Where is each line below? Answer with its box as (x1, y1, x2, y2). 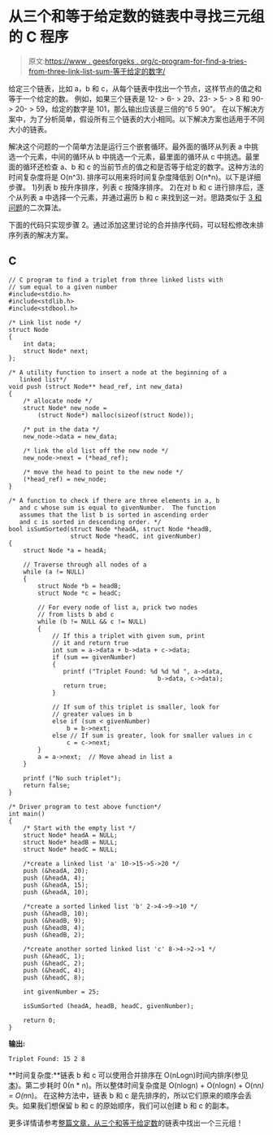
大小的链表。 (8, 124, 51, 134)
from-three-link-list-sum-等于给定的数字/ (28, 66, 166, 76)
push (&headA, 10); (23, 888, 89, 896)
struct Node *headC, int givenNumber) (70, 532, 201, 540)
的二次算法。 (23, 203, 66, 212)
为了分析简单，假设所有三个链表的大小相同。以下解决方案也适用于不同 (29, 114, 265, 124)
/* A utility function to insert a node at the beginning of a (8, 368, 227, 377)
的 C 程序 (8, 28, 69, 46)
